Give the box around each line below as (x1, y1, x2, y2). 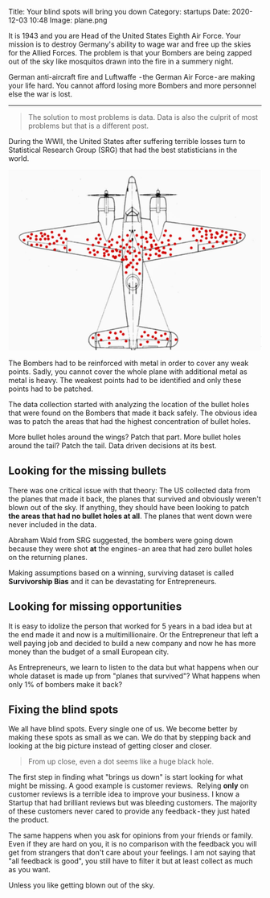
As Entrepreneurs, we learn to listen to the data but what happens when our (8, 662, 260, 672)
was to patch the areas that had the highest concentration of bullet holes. (8, 416, 252, 426)
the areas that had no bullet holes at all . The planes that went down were (8, 511, 252, 521)
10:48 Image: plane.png (29, 15, 108, 25)
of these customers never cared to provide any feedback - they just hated (8, 806, 251, 816)
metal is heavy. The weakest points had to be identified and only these (8, 375, 242, 385)
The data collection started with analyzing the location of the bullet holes (8, 399, 250, 409)
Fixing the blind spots (8, 702, 119, 716)
